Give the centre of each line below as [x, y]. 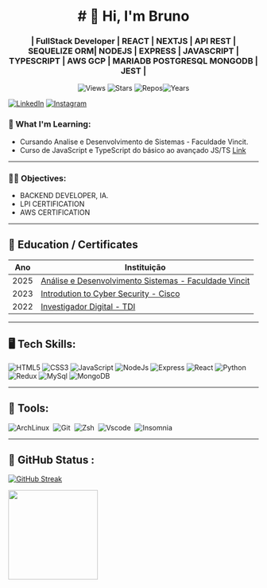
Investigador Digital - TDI [88, 306]
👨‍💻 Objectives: [37, 178]
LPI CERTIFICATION [52, 204]
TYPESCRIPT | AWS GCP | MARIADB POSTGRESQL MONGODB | [133, 61]
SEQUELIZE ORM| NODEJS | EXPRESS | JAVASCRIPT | [133, 51]
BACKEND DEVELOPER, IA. [64, 196]
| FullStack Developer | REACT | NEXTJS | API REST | [133, 41]
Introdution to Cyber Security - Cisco [110, 294]
